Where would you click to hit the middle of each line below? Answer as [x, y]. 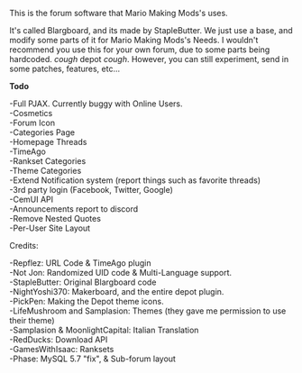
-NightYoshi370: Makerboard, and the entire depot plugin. [117, 291]
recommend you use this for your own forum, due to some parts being [140, 50]
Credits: [24, 246]
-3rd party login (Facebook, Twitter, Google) [92, 190]
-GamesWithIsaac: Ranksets [62, 349]
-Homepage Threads [48, 142]
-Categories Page [42, 132]
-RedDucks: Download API [59, 340]
